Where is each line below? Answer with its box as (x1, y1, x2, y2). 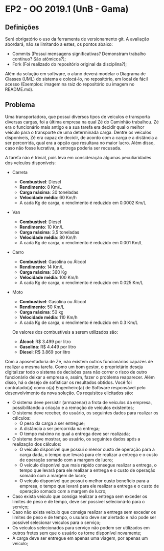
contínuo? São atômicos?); (12, 56, 66, 62)
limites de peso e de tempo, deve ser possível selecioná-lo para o (12, 498, 145, 504)
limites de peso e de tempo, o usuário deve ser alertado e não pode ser (12, 514, 157, 520)
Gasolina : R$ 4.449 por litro (19, 344, 76, 349)
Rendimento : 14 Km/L (19, 264, 64, 270)
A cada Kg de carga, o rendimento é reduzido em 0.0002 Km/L (19, 200, 146, 205)
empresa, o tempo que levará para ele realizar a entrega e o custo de (19, 483, 159, 489)
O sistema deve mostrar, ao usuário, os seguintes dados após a (12, 436, 141, 442)
